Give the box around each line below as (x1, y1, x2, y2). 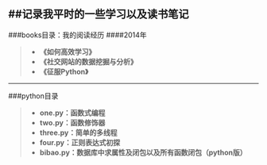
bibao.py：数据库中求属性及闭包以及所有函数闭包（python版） (39, 148, 247, 157)
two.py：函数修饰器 (39, 117, 106, 127)
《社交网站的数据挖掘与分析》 (39, 56, 137, 66)
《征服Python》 (39, 67, 89, 76)
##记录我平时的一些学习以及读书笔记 (8, 7, 189, 21)
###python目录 (8, 90, 59, 101)
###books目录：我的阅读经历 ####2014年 (8, 30, 147, 40)
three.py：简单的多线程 (39, 128, 118, 137)
